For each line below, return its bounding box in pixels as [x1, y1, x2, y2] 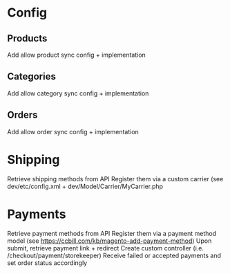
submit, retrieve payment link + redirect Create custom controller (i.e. [7, 244, 204, 252]
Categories [7, 71, 57, 82]
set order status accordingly [7, 258, 88, 267]
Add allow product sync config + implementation [7, 51, 146, 59]
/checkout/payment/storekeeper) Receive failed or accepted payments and [7, 251, 222, 259]
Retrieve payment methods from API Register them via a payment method [7, 229, 216, 237]
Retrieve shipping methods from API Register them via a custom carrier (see [7, 174, 224, 183]
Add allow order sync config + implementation [7, 127, 140, 136]
